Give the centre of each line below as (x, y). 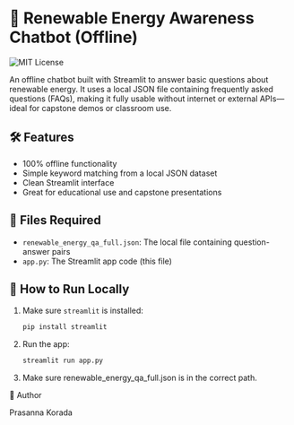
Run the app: (46, 344)
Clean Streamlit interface (68, 182)
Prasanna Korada (41, 412)
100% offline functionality (69, 163)
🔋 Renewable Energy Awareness (132, 18)
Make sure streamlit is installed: (82, 311)
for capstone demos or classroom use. (100, 108)
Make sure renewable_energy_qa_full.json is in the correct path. (139, 378)
